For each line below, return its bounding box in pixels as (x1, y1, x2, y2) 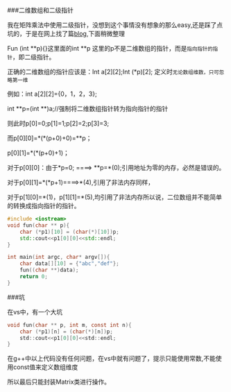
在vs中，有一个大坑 (7, 307, 63, 316)
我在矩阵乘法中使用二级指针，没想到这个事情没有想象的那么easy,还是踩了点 (7, 21, 223, 29)
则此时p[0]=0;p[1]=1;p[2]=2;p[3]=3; (7, 119, 110, 127)
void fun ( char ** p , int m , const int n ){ (7, 321, 132, 328)
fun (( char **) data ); (19, 266, 79, 274)
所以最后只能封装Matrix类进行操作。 (7, 377, 111, 386)
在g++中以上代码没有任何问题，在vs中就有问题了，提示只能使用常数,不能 (7, 355, 216, 363)
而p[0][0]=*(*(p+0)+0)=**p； (7, 134, 92, 142)
